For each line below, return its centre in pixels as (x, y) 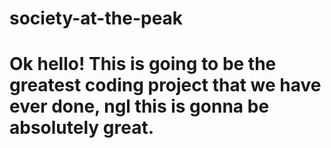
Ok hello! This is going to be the (143, 64)
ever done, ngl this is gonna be (139, 106)
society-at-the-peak (96, 18)
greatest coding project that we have (165, 85)
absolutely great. (82, 128)
